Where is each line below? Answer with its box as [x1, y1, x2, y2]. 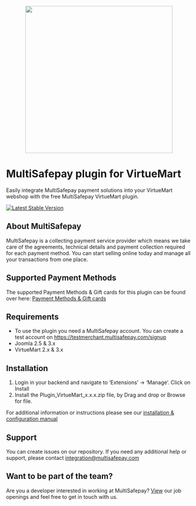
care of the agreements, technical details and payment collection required [6, 243, 185, 250]
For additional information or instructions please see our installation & [6, 409, 175, 416]
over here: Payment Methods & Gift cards [6, 295, 107, 302]
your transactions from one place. [6, 256, 88, 263]
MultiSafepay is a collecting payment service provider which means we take [6, 237, 191, 244]
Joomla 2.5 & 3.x [14, 340, 56, 347]
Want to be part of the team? [6, 471, 113, 481]
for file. [14, 398, 32, 405]
